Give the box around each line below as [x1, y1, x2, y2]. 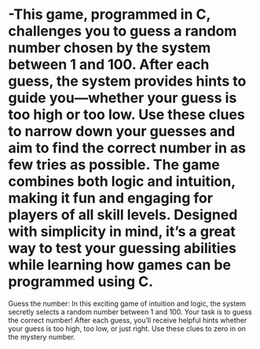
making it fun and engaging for [8, 189, 214, 208]
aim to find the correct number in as [8, 139, 246, 157]
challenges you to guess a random [8, 22, 237, 40]
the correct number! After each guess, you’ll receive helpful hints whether [8, 315, 247, 325]
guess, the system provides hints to [8, 72, 247, 90]
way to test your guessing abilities [8, 240, 237, 257]
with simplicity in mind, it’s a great [8, 222, 236, 241]
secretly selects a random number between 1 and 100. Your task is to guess [8, 307, 253, 316]
